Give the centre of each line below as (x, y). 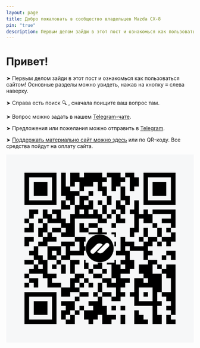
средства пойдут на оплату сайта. (50, 146)
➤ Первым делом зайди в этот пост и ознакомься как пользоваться (93, 78)
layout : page (22, 13)
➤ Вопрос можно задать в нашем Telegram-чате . (69, 117)
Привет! (27, 62)
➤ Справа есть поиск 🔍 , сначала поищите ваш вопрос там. (83, 103)
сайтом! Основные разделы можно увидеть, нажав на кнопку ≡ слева (95, 85)
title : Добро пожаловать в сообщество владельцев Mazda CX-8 (84, 19)
